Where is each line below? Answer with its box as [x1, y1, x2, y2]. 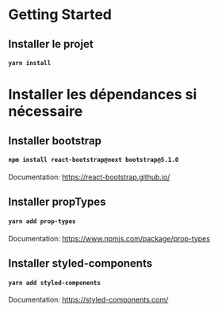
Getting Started [8, 6, 113, 24]
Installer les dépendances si [8, 86, 197, 104]
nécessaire [8, 102, 83, 121]
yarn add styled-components [8, 279, 101, 287]
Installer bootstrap [8, 133, 101, 148]
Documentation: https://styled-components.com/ [8, 295, 169, 305]
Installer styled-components [8, 256, 153, 270]
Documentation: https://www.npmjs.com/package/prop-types [8, 233, 210, 243]
